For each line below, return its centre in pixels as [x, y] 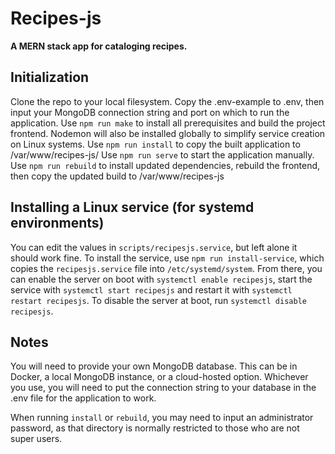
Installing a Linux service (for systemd [132, 207]
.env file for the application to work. [83, 398]
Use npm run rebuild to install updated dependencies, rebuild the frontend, [165, 165]
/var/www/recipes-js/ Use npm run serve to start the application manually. [162, 154]
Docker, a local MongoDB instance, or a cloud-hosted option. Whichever [159, 377]
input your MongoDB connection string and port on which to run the [150, 112]
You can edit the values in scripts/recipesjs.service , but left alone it [154, 247]
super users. [36, 439]
